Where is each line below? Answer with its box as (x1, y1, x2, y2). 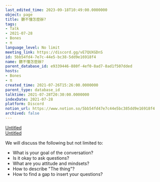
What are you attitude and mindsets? (12, 160, 90, 166)
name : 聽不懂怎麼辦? (5, 59, 44, 64)
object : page (5, 12, 33, 17)
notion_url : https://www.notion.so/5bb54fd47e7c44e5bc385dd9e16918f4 (5, 106, 155, 111)
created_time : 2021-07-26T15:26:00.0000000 (5, 82, 99, 87)
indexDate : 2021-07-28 (5, 97, 53, 102)
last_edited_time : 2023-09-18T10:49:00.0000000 (5, 7, 108, 13)
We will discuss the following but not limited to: (5, 140, 103, 146)
